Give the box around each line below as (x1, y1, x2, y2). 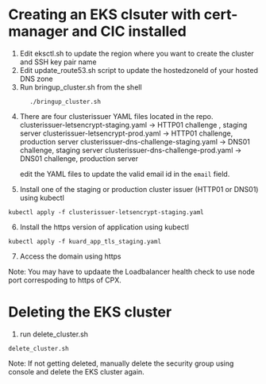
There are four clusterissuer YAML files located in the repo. (19, 111, 214, 121)
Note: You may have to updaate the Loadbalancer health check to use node (8, 267, 256, 276)
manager (8, 22, 69, 40)
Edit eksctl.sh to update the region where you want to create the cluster (19, 48, 254, 58)
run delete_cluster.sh (19, 329, 89, 339)
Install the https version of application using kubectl (19, 222, 189, 232)
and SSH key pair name (19, 57, 97, 67)
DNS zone (19, 74, 53, 83)
